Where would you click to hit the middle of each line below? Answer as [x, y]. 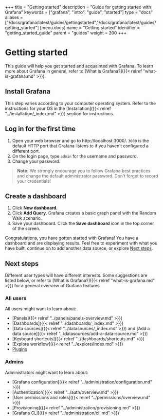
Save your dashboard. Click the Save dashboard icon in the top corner [83, 224]
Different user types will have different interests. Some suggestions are [76, 275]
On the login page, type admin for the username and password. [75, 156]
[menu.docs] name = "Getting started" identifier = [90, 28]
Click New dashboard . [35, 208]
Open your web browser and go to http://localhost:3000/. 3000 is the [81, 140]
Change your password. [36, 161]
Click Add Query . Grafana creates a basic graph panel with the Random [84, 213]
